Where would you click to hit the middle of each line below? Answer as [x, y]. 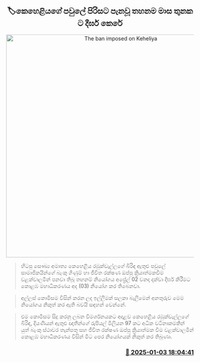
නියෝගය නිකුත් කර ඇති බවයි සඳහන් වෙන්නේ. [74, 304]
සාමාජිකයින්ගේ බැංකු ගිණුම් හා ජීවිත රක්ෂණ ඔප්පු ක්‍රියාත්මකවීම [92, 272]
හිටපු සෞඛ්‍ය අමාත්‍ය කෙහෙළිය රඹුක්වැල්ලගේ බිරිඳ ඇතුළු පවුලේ [93, 266]
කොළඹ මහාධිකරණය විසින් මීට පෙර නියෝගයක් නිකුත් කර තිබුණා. [96, 336]
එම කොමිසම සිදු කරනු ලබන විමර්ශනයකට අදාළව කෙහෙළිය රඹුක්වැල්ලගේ [105, 316]
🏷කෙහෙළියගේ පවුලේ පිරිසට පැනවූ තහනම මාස [90, 11]
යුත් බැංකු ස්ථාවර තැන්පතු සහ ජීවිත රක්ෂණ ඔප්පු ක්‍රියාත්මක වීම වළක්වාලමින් [107, 329]
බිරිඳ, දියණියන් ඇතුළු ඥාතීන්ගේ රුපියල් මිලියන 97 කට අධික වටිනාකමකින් [103, 323]
